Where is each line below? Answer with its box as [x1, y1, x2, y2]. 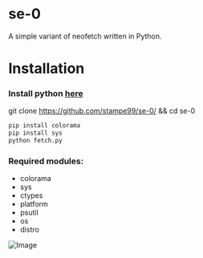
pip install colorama [8, 122, 81, 130]
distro [19, 225, 40, 235]
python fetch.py [8, 137, 63, 145]
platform [19, 200, 48, 209]
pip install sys [8, 129, 63, 137]
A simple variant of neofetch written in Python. [8, 31, 162, 41]
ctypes [19, 191, 43, 200]
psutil [19, 208, 39, 217]
